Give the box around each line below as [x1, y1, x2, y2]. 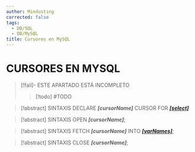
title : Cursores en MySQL [6, 36, 70, 42]
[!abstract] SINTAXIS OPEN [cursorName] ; [20, 116, 126, 123]
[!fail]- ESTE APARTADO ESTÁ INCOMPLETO [20, 81, 130, 88]
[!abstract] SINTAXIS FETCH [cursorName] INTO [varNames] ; [20, 127, 174, 134]
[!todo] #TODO [35, 93, 72, 100]
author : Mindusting [6, 8, 55, 15]
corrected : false [6, 14, 49, 20]
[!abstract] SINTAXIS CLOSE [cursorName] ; [20, 139, 129, 146]
